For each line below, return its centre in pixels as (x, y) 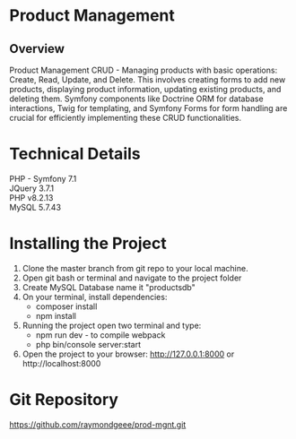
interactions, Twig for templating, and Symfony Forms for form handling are (148, 108)
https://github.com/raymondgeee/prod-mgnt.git (98, 424)
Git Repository (64, 400)
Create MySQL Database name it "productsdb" (109, 287)
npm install (56, 315)
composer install (66, 306)
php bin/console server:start (88, 344)
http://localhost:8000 (61, 363)
